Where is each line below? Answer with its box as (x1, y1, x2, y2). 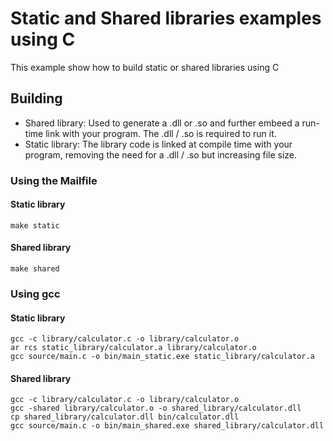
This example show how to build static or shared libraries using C (10, 61, 280, 73)
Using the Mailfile (10, 173, 98, 187)
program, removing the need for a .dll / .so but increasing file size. (24, 148, 298, 161)
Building (10, 90, 63, 107)
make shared (10, 264, 60, 274)
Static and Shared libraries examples (10, 7, 322, 30)
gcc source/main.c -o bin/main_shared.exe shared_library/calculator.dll (10, 421, 325, 431)
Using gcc (10, 287, 61, 301)
